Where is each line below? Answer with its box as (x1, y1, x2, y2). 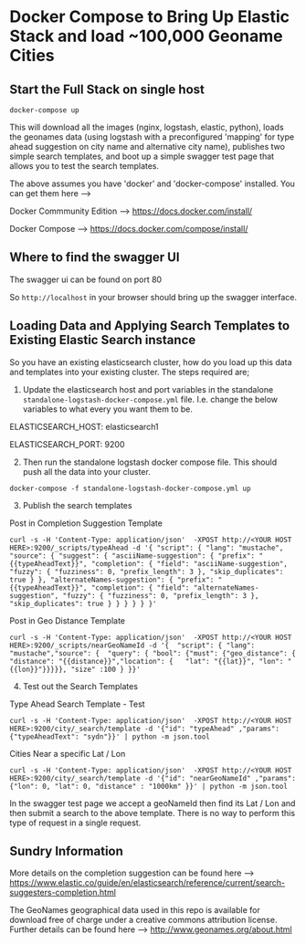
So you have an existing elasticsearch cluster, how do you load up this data (9, 356, 292, 367)
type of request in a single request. (9, 817, 142, 828)
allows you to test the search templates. (9, 161, 160, 171)
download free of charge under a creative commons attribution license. (9, 915, 278, 926)
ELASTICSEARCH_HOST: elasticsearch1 (9, 421, 159, 432)
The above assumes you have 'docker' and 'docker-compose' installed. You (9, 178, 295, 189)
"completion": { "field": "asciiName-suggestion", (90, 559, 288, 568)
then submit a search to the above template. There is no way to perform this (9, 807, 295, 818)
